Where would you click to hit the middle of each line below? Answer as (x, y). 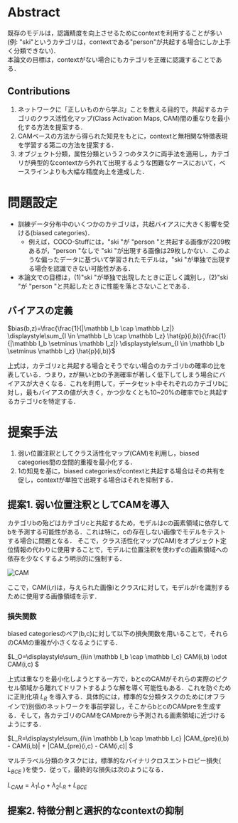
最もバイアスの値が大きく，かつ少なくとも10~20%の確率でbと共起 (124, 392)
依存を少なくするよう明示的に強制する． (66, 559)
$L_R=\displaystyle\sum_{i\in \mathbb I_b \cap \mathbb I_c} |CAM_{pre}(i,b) (118, 738)
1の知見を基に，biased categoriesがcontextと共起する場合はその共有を (121, 471)
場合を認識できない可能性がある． (85, 268)
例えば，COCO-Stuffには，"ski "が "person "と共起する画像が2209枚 (129, 242)
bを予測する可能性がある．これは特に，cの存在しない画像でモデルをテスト (117, 532)
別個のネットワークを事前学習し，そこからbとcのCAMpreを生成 (121, 706)
